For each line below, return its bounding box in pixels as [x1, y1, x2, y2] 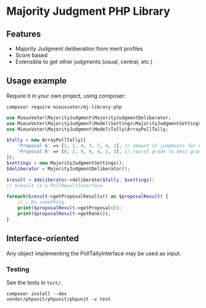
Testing [6, 265, 29, 274]
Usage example [6, 75, 67, 87]
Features [6, 29, 41, 39]
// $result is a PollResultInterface [6, 182, 103, 188]
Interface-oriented [6, 233, 79, 244]
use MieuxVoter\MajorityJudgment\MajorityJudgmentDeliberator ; [6, 115, 172, 121]
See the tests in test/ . [6, 279, 63, 286]
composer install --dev [6, 290, 67, 297]
